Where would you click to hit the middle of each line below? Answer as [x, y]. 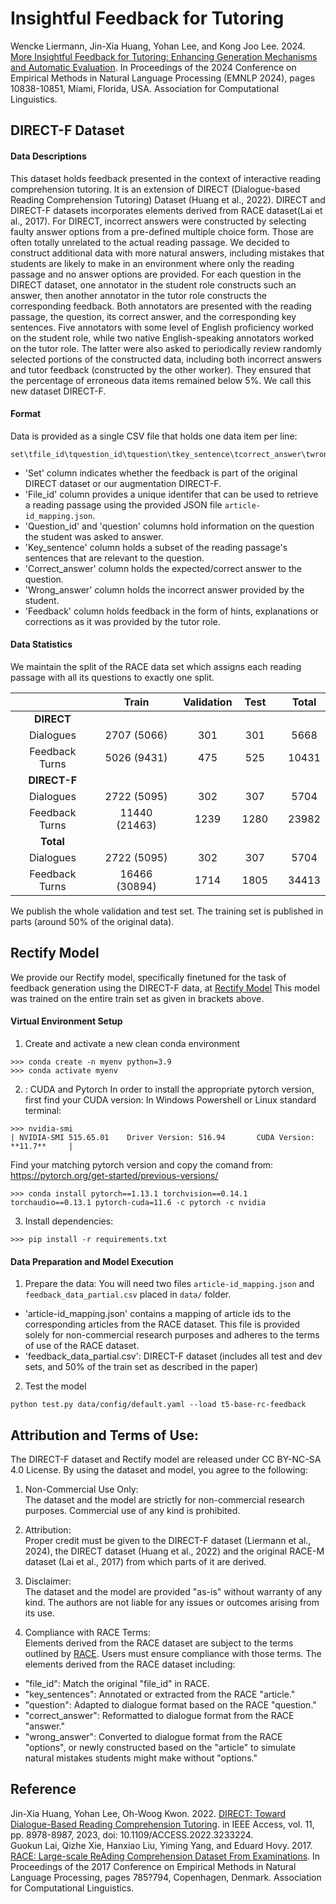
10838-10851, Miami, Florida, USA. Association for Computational [145, 88]
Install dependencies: [69, 1221]
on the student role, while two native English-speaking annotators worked [162, 338]
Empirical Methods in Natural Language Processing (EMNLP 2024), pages [163, 78]
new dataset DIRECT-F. [58, 391]
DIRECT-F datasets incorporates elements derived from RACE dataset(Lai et [166, 210]
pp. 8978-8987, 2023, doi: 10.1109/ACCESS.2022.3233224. [132, 1834]
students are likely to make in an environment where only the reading [152, 263]
